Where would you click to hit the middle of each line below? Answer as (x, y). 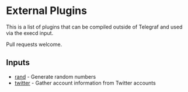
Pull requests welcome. (34, 44)
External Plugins (47, 11)
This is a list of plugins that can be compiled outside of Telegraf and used (94, 27)
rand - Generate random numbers (55, 76)
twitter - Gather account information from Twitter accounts (85, 83)
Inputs (18, 63)
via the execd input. (30, 33)
